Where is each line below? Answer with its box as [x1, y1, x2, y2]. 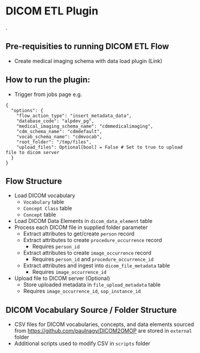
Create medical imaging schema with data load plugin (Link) [14, 57, 163, 64]
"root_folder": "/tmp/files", [16, 139, 92, 145]
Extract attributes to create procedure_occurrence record [23, 237, 162, 244]
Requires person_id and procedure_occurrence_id [32, 256, 154, 263]
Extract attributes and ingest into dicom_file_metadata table [23, 262, 170, 269]
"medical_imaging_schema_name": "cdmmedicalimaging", [16, 123, 153, 129]
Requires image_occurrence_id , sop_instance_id [23, 288, 141, 295]
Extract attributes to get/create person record [23, 230, 135, 237]
